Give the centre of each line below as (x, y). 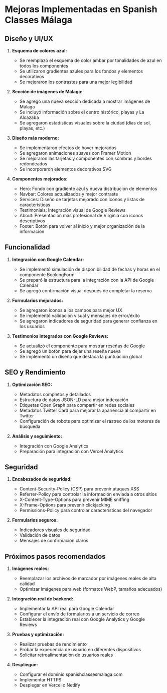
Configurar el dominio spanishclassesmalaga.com (71, 674)
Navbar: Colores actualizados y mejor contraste (69, 194)
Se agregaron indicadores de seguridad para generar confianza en (88, 321)
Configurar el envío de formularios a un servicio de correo (79, 614)
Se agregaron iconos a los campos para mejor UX (71, 310)
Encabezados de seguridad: (42, 479)
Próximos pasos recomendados (55, 556)
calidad (27, 584)
